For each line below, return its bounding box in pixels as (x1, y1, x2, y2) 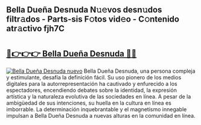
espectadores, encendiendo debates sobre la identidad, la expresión (6, 87, 177, 94)
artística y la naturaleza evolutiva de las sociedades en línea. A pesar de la (6, 93, 191, 100)
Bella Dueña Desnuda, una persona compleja (83, 67, 196, 75)
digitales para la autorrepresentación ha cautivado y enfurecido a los (6, 81, 177, 87)
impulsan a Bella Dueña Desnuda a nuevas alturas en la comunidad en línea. (6, 112, 196, 119)
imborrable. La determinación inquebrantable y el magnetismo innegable (6, 106, 187, 113)
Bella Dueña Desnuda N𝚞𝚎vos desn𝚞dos (6, 5, 162, 15)
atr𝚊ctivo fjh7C (6, 23, 65, 34)
